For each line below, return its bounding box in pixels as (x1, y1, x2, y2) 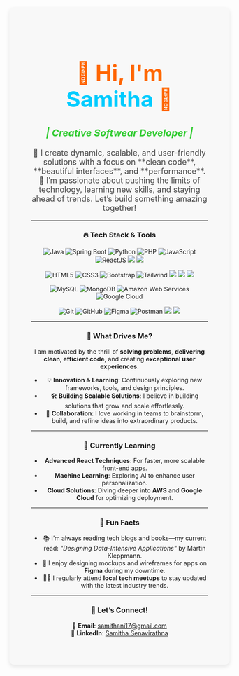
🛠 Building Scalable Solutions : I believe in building (50, 392, 199, 400)
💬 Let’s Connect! (90, 605, 149, 615)
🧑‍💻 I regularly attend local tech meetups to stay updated (43, 574, 207, 582)
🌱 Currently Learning (83, 441, 156, 450)
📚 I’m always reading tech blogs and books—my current (43, 534, 207, 542)
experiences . (99, 362, 140, 371)
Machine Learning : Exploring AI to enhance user (54, 471, 196, 480)
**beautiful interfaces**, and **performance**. (33, 166, 206, 176)
